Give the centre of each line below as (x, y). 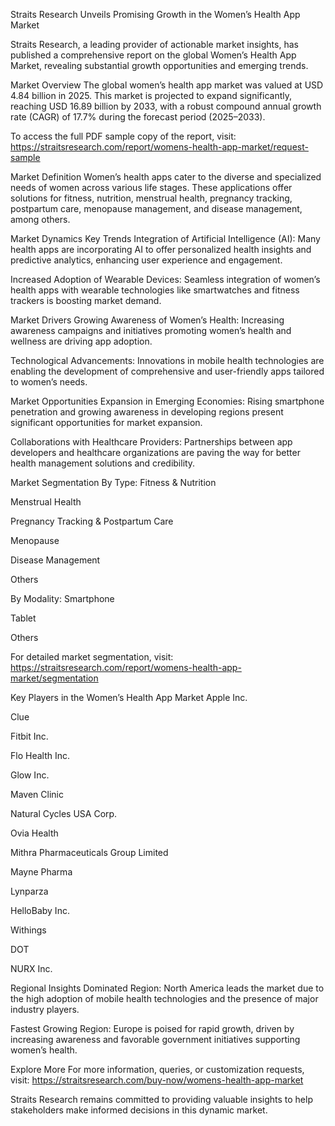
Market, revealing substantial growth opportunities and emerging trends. (159, 65)
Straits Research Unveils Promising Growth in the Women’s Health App (155, 14)
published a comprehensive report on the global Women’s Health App (153, 55)
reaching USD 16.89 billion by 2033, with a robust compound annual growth (166, 106)
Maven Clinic (37, 794)
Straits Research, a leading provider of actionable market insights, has (154, 44)
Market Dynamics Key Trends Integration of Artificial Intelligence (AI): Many (165, 238)
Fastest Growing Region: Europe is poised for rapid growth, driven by (152, 1028)
